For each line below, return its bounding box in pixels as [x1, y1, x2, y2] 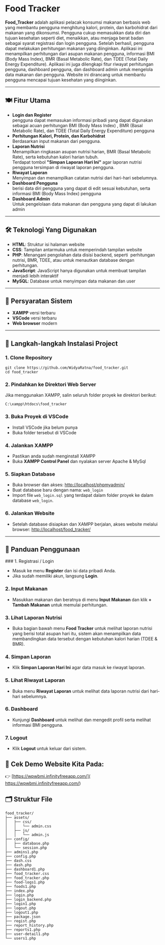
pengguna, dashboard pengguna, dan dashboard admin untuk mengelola [5, 66, 153, 72]
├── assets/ [5, 815, 29, 820]
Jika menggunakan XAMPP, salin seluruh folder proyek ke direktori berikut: [5, 392, 157, 398]
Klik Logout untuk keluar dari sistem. [12, 745, 87, 752]
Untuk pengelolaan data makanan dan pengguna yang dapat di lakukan [12, 201, 157, 207]
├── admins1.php [5, 849, 38, 854]
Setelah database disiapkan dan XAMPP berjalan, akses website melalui [12, 521, 158, 527]
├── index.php [5, 888, 34, 893]
